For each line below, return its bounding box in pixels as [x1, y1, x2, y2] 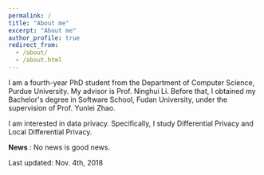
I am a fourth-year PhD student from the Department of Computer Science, [8, 77, 255, 87]
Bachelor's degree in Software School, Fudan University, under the [8, 95, 228, 104]
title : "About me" [8, 19, 69, 27]
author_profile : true [8, 33, 81, 42]
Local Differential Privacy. [8, 126, 93, 136]
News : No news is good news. [8, 142, 110, 152]
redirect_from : [8, 41, 59, 49]
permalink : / [8, 11, 52, 20]
